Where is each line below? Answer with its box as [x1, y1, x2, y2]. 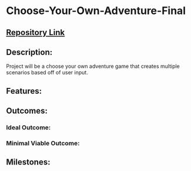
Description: [6, 47, 53, 57]
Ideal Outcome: [6, 124, 51, 132]
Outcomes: [6, 106, 48, 116]
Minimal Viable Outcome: [6, 139, 80, 148]
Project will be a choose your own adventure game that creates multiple [6, 63, 180, 70]
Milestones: [6, 157, 51, 167]
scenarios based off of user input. [6, 69, 88, 76]
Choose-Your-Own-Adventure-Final [6, 4, 186, 18]
